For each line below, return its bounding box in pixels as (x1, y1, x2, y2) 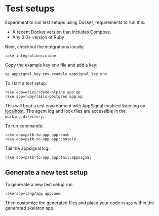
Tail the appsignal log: (5, 145, 50, 151)
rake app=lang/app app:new (5, 191, 61, 196)
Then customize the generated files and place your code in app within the (5, 200, 154, 206)
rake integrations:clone (5, 53, 56, 58)
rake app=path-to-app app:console (5, 136, 77, 141)
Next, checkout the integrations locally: (5, 43, 85, 49)
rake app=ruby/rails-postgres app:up (5, 94, 83, 99)
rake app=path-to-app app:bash (5, 132, 70, 137)
